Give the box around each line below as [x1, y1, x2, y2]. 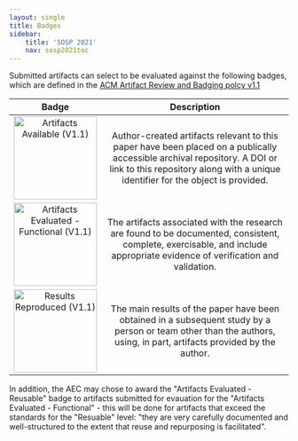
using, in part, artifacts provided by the [114, 336, 276, 349]
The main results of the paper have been [110, 303, 279, 315]
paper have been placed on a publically [113, 141, 278, 154]
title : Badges [9, 21, 62, 30]
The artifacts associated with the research [106, 217, 283, 229]
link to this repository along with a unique [109, 163, 281, 176]
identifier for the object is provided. [122, 174, 269, 186]
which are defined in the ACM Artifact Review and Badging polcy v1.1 [9, 80, 260, 91]
